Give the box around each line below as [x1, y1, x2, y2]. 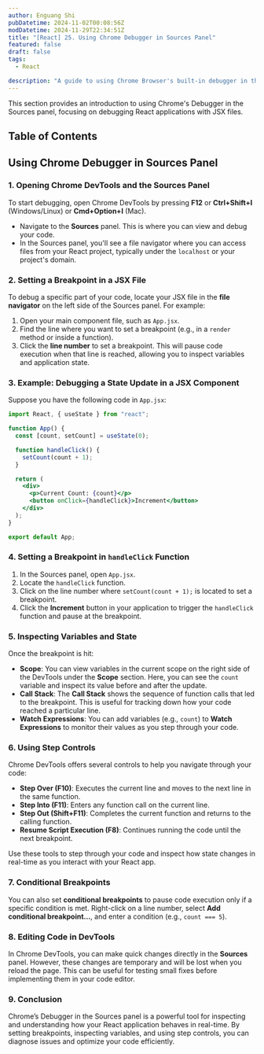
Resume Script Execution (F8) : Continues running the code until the [19, 825, 241, 835]
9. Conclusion [8, 993, 63, 1004]
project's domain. [19, 255, 77, 264]
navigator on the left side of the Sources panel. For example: [8, 300, 206, 310]
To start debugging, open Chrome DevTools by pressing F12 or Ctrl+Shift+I [8, 197, 253, 207]
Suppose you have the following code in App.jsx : [8, 395, 167, 405]
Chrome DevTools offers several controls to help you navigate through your [8, 760, 251, 769]
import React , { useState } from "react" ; [8, 411, 149, 418]
